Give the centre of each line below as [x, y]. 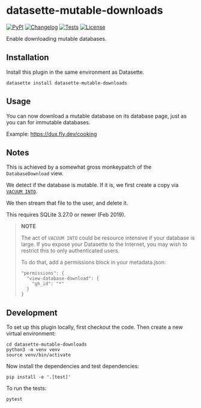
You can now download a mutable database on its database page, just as [97, 116]
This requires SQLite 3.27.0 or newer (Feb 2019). [66, 215]
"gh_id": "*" [48, 284]
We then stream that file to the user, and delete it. [67, 203]
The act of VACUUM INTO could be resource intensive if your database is [108, 238]
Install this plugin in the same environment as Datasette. [75, 72]
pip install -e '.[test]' [38, 377]
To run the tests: [26, 388]
